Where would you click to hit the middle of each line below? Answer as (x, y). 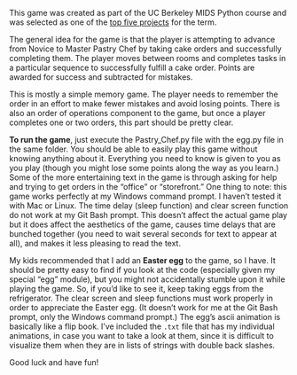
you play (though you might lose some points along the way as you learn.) (144, 168)
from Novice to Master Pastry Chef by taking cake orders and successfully (145, 49)
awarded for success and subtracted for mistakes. (101, 77)
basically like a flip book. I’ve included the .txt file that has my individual (142, 326)
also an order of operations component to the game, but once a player (137, 113)
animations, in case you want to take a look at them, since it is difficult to (142, 336)
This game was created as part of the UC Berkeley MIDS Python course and (148, 13)
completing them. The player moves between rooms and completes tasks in (148, 58)
